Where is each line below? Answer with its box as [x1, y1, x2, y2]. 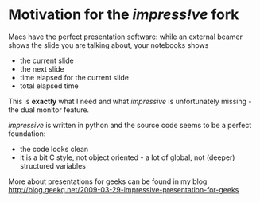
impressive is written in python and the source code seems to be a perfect [8, 120, 252, 130]
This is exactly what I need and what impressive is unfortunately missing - [8, 96, 252, 106]
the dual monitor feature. [8, 105, 90, 115]
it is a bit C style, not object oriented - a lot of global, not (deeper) [19, 153, 235, 162]
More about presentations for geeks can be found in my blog [8, 177, 208, 186]
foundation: [8, 129, 46, 138]
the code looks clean [19, 144, 89, 153]
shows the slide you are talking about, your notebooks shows [8, 40, 209, 49]
